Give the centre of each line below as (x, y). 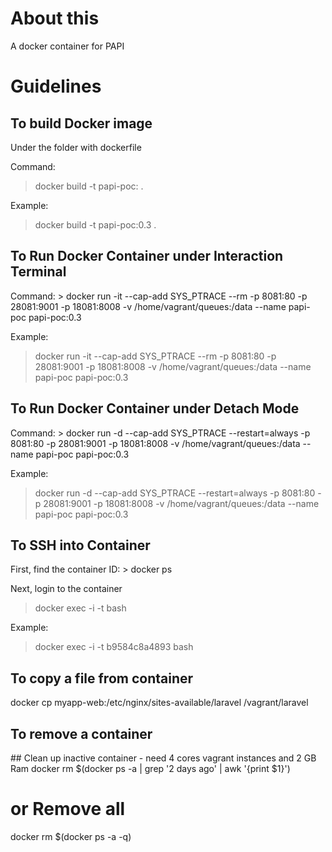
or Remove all (68, 809)
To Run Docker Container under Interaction (147, 256)
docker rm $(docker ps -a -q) (71, 836)
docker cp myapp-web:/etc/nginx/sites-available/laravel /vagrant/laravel (159, 703)
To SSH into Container (80, 545)
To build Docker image (81, 123)
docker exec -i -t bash (80, 608)
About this (55, 18)
